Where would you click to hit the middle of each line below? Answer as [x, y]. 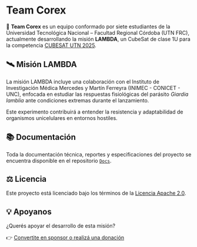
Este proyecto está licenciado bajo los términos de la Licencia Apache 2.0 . [96, 193]
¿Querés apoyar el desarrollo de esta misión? [61, 226]
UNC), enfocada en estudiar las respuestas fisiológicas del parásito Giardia [97, 94]
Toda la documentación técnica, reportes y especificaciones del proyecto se [99, 154]
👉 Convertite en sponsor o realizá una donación [65, 238]
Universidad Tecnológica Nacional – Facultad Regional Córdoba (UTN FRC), [98, 32]
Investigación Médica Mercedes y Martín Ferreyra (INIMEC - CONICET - [93, 88]
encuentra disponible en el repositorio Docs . [59, 161]
